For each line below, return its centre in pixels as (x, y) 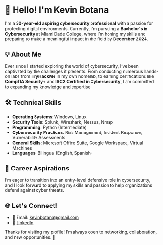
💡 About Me (23, 54)
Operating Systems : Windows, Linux (49, 117)
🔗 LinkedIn (23, 223)
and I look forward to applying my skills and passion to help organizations (79, 185)
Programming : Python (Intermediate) (49, 127)
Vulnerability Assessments (39, 137)
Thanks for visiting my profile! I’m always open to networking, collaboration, (81, 232)
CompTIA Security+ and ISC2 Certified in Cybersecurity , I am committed (80, 81)
